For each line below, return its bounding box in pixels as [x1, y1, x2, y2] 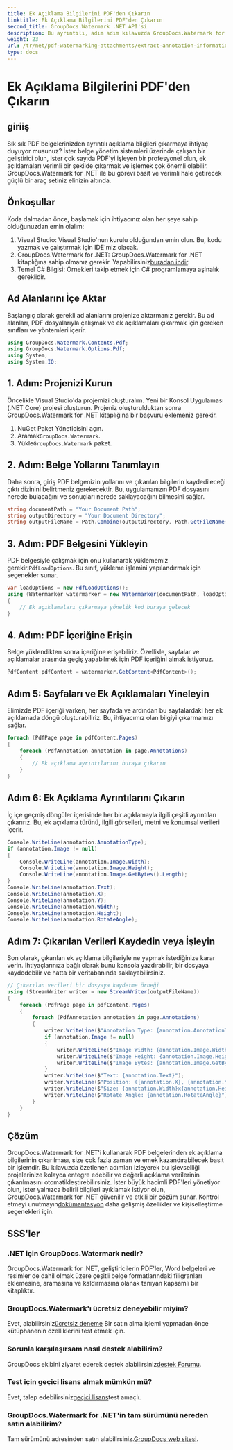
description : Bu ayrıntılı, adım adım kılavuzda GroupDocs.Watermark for [7, 29, 225, 37]
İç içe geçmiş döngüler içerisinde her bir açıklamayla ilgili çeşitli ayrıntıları [7, 810, 217, 819]
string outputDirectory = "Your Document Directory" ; [7, 512, 166, 519]
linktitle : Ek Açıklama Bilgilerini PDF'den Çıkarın [7, 17, 163, 24]
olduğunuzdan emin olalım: [7, 222, 85, 230]
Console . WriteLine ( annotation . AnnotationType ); [7, 839, 148, 846]
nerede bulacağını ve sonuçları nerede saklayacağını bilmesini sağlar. [7, 492, 205, 500]
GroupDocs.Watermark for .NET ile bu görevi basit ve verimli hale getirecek [7, 169, 222, 177]
